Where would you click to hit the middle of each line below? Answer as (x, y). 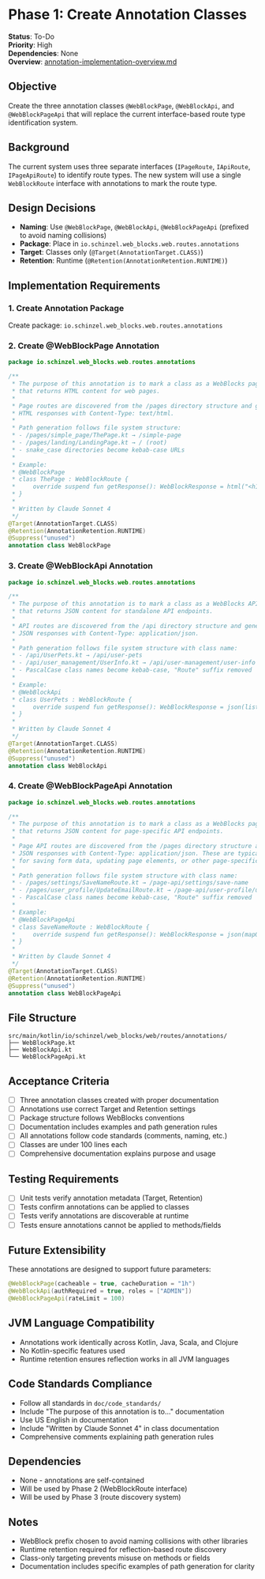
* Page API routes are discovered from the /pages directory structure (132, 846)
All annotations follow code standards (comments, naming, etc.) (123, 1136)
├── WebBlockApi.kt (40, 1050)
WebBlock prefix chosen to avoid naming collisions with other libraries (134, 1541)
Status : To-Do (32, 36)
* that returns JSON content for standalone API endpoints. (112, 612)
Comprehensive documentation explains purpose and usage (118, 1153)
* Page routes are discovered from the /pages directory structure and (132, 406)
